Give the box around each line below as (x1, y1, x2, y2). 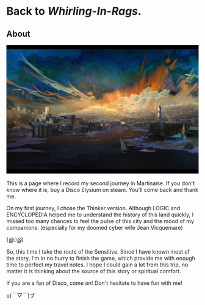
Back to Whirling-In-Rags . (6, 4, 142, 18)
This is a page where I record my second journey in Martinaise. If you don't (6, 179, 195, 187)
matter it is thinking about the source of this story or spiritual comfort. (6, 267, 181, 274)
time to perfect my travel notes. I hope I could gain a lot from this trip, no (6, 261, 189, 268)
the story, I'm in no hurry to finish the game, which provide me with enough (6, 254, 195, 262)
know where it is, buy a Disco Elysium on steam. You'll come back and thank (6, 186, 198, 193)
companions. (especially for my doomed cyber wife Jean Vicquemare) (6, 224, 183, 231)
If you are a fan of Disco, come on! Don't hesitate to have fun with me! (6, 279, 182, 287)
